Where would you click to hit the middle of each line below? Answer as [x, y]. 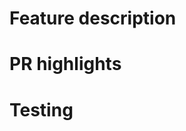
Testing [41, 109]
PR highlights [65, 64]
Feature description [93, 18]
